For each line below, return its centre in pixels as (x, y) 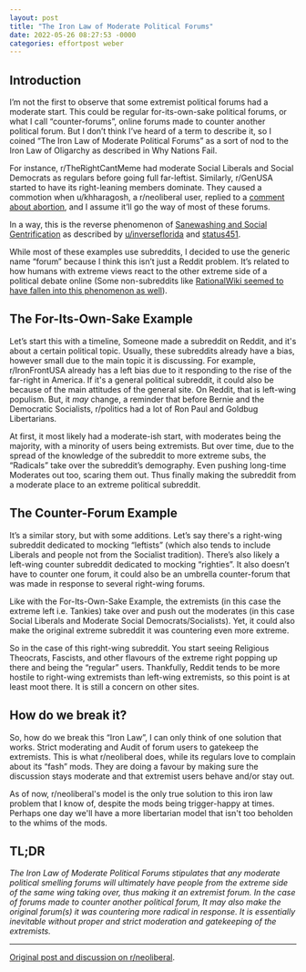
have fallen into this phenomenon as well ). (89, 291)
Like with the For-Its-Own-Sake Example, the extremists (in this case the (145, 601)
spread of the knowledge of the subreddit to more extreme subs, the (138, 455)
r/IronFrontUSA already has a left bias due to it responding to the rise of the (151, 370)
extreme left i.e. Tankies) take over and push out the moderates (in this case (152, 610)
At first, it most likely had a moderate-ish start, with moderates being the (145, 436)
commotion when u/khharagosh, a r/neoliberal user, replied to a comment (147, 198)
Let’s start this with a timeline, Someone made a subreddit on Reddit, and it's (153, 341)
